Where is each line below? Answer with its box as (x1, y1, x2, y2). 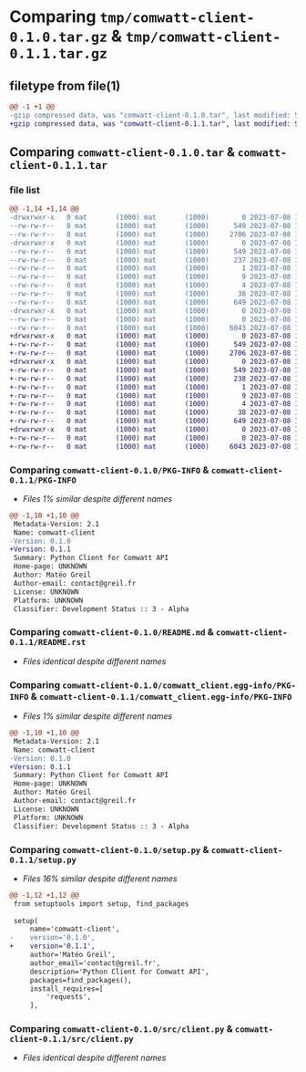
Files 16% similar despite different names (22, 873, 178, 884)
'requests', (46, 993, 92, 1002)
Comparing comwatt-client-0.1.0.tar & (9, 144, 235, 161)
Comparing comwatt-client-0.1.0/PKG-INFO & (9, 463, 209, 476)
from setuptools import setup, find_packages (13, 899, 189, 909)
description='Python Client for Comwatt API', (29, 967, 209, 976)
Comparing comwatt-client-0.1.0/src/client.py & (9, 1023, 234, 1036)
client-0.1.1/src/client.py (9, 1034, 134, 1045)
